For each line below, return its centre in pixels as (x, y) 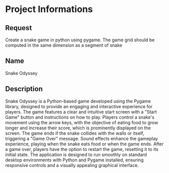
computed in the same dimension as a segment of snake (64, 45)
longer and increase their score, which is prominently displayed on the (78, 128)
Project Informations (49, 9)
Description (24, 89)
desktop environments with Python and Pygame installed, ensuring (74, 160)
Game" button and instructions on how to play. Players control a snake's (80, 117)
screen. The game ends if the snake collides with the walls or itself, (75, 133)
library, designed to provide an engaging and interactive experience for (79, 106)
